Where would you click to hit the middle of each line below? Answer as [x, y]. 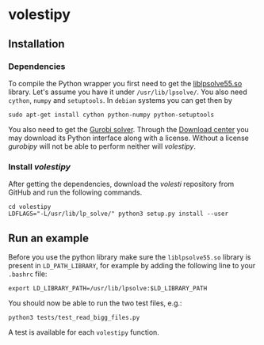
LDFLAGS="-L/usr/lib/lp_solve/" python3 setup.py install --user [118, 214]
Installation [36, 44]
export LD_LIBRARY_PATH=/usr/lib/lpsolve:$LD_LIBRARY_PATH [108, 288]
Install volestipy [40, 166]
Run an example [49, 238]
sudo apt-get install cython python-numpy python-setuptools [111, 115]
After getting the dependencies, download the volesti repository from [121, 184]
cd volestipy [30, 207]
